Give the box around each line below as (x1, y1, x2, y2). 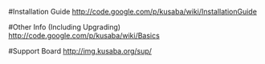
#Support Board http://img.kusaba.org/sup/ (8, 46, 153, 55)
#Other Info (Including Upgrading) (8, 22, 121, 31)
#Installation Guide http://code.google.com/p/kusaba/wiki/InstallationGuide (8, 7, 257, 16)
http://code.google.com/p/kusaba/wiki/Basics (8, 31, 161, 40)
